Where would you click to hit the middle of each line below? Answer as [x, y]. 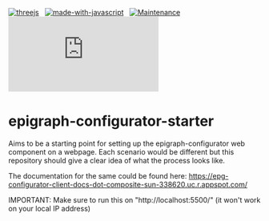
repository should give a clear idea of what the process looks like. [117, 160]
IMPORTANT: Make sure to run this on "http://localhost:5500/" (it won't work [134, 199]
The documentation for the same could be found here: [98, 175]
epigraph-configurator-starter [111, 121]
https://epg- [209, 175]
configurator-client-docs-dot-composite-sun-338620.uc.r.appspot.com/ [128, 184]
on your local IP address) [49, 208]
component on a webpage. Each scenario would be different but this [121, 151]
